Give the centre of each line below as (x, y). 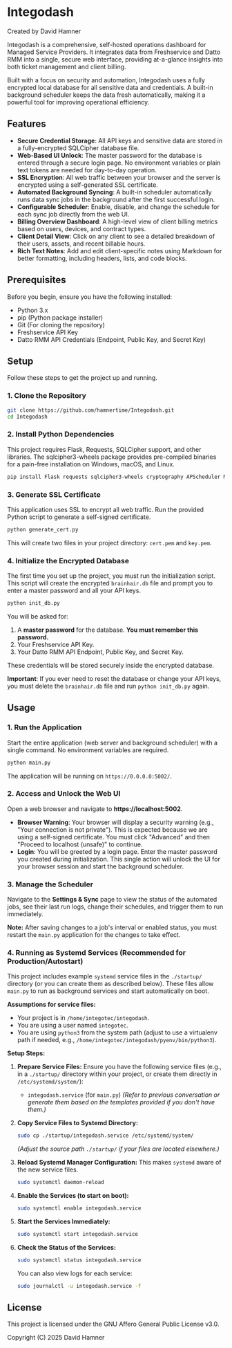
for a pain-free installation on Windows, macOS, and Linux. (91, 464)
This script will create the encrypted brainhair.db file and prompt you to (110, 583)
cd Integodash (28, 417)
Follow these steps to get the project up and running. (82, 378)
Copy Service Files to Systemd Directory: (77, 1123)
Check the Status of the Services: (66, 1247)
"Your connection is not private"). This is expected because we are (113, 829)
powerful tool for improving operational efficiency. (78, 102)
